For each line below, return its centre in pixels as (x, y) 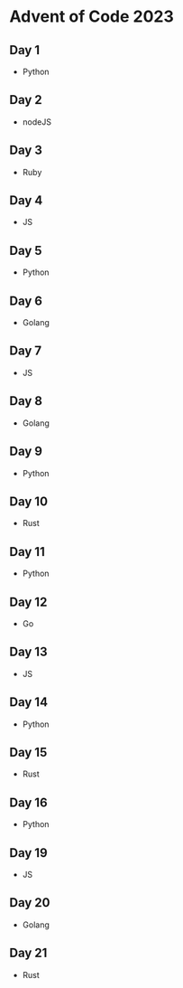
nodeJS (37, 122)
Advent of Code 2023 (91, 17)
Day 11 (27, 552)
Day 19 (28, 853)
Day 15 (28, 752)
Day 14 (28, 702)
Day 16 (28, 802)
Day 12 (28, 602)
